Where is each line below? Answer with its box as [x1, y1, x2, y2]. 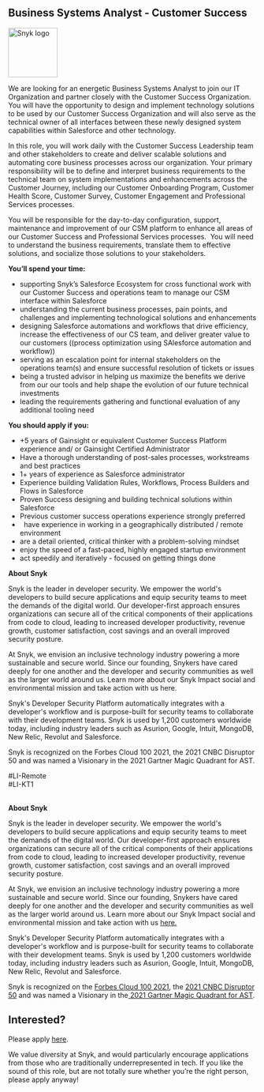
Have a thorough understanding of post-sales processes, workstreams [19, 452, 250, 461]
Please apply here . [8, 1034, 69, 1044]
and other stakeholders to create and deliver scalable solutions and [8, 149, 227, 159]
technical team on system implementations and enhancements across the [8, 174, 247, 184]
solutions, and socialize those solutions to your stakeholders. [8, 248, 206, 258]
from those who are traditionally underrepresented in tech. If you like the [8, 1058, 244, 1068]
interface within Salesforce [19, 296, 107, 305]
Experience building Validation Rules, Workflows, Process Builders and [19, 477, 250, 487]
